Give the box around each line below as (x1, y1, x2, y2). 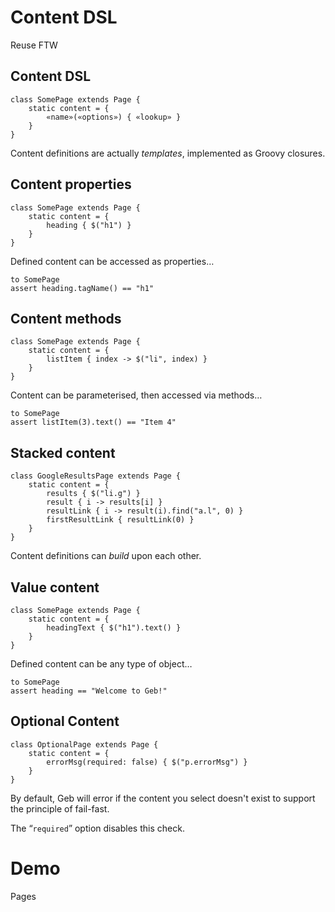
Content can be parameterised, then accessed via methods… (10, 389, 263, 401)
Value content (10, 579, 100, 596)
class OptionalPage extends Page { (10, 739, 159, 750)
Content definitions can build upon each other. (10, 550, 202, 562)
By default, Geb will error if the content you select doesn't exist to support (10, 792, 316, 804)
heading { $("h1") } (46, 220, 132, 230)
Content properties (10, 176, 132, 193)
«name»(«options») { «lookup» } (46, 112, 182, 122)
